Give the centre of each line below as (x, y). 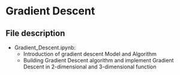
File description (35, 33)
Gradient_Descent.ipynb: (45, 47)
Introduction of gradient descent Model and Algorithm (90, 54)
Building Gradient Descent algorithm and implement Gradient (98, 60)
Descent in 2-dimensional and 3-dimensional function (90, 67)
